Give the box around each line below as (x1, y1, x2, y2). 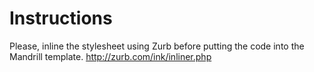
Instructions (9, 7, 113, 30)
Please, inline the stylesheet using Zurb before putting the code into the (9, 40, 305, 52)
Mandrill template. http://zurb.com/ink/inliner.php (9, 50, 212, 62)
